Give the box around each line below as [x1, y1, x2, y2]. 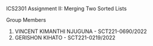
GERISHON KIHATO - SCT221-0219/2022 [14, 34, 116, 41]
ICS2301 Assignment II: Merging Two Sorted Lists [6, 5, 127, 12]
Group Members [6, 17, 46, 23]
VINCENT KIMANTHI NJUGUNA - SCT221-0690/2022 [14, 28, 147, 35]
